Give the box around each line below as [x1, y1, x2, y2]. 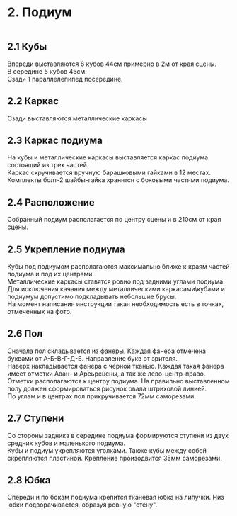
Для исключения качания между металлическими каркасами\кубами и [7, 285, 225, 293]
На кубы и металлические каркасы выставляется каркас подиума [7, 153, 209, 162]
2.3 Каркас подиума [7, 134, 103, 146]
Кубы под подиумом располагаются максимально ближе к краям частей [7, 262, 230, 270]
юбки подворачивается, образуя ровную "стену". [7, 500, 158, 509]
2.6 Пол [7, 327, 43, 340]
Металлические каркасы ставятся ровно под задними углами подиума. [7, 277, 225, 286]
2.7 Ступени [7, 413, 64, 425]
